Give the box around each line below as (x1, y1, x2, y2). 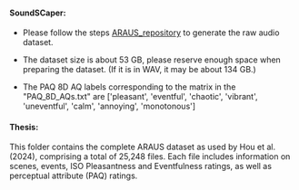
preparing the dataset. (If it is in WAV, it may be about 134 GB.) (22, 64, 256, 75)
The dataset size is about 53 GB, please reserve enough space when (22, 54, 282, 65)
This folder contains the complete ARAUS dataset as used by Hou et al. (9, 141, 275, 153)
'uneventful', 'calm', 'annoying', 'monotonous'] (22, 100, 196, 112)
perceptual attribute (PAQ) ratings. (9, 170, 138, 181)
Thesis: (9, 121, 39, 132)
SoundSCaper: (9, 7, 66, 18)
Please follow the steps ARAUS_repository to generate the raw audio (22, 27, 280, 38)
